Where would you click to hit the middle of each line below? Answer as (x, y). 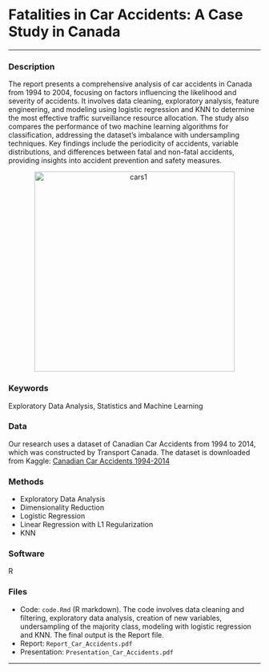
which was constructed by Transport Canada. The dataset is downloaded (129, 452)
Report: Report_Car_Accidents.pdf (76, 643)
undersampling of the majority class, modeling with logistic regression (136, 626)
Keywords (28, 388)
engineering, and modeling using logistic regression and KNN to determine (131, 110)
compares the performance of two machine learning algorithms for (118, 126)
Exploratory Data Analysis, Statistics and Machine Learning (106, 406)
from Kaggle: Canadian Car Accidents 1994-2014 (89, 461)
